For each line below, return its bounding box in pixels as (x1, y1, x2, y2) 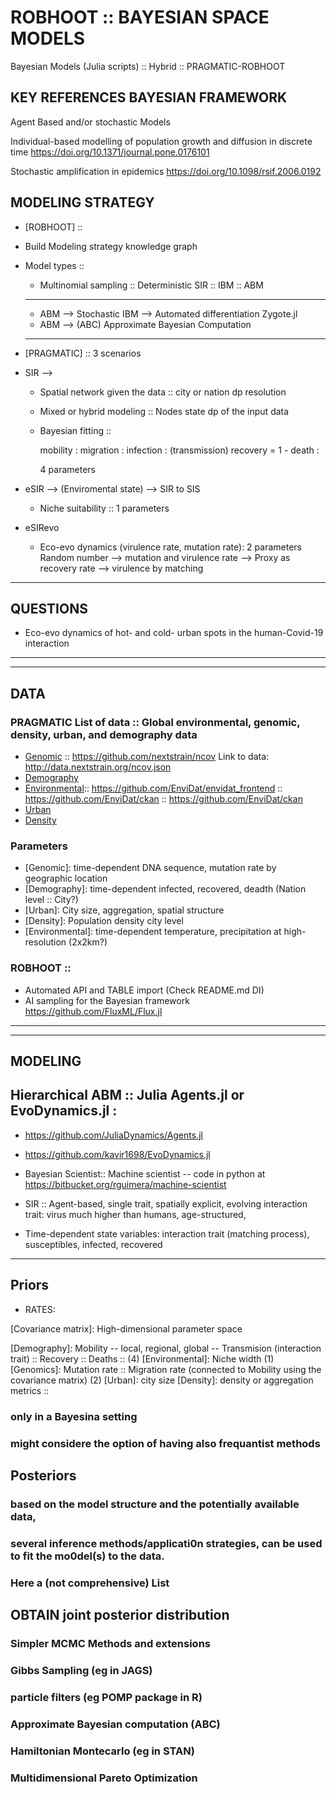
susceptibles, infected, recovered (24, 1238, 163, 1250)
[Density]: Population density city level (24, 915, 184, 927)
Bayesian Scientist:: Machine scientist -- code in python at (24, 1167, 266, 1180)
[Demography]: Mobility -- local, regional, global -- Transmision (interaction (10, 1342, 322, 1354)
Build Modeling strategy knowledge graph (24, 240, 198, 252)
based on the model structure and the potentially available (10, 1497, 300, 1511)
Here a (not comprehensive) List (10, 1576, 170, 1590)
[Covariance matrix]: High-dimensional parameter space (10, 1322, 243, 1335)
